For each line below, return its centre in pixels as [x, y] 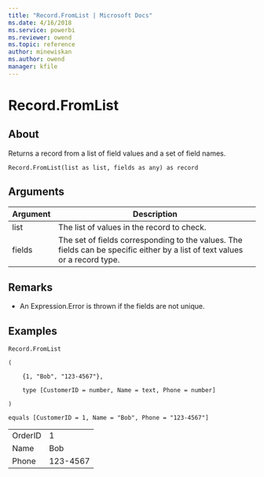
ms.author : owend [37, 60]
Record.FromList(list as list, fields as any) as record [103, 167]
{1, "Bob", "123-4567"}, [63, 377]
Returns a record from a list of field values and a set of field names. [117, 153]
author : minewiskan [40, 52]
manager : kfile [33, 67]
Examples [33, 331]
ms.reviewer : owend [40, 37]
